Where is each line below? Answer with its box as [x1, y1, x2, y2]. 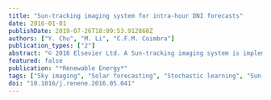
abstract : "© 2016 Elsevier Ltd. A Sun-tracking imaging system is [8, 49, 240, 57]
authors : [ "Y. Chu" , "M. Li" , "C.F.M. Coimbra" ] [8, 34, 175, 43]
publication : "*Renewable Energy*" [8, 65, 128, 73]
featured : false [8, 57, 63, 65]
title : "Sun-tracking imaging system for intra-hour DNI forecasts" [8, 11, 244, 20]
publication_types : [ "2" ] [8, 42, 95, 50]
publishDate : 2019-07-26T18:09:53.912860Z [8, 27, 153, 35]
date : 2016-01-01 [8, 19, 67, 27]
